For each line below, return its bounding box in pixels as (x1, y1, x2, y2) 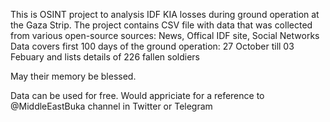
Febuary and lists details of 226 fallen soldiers (10, 51, 200, 63)
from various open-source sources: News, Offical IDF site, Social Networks (10, 30, 320, 41)
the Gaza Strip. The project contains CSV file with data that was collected (10, 19, 313, 31)
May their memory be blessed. (10, 70, 137, 82)
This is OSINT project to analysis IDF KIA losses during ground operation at (10, 9, 320, 20)
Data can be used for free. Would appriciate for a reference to (10, 90, 265, 101)
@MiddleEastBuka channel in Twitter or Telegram (10, 100, 213, 112)
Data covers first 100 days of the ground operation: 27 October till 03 (10, 40, 295, 52)
